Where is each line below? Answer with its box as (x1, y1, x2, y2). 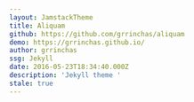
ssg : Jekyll (9, 54, 53, 63)
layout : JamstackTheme (9, 12, 93, 22)
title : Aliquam (9, 21, 66, 30)
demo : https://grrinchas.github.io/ (9, 37, 145, 47)
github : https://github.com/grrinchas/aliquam (9, 29, 185, 38)
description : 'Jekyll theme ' (9, 71, 122, 80)
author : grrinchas (9, 46, 77, 55)
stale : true (9, 79, 53, 88)
